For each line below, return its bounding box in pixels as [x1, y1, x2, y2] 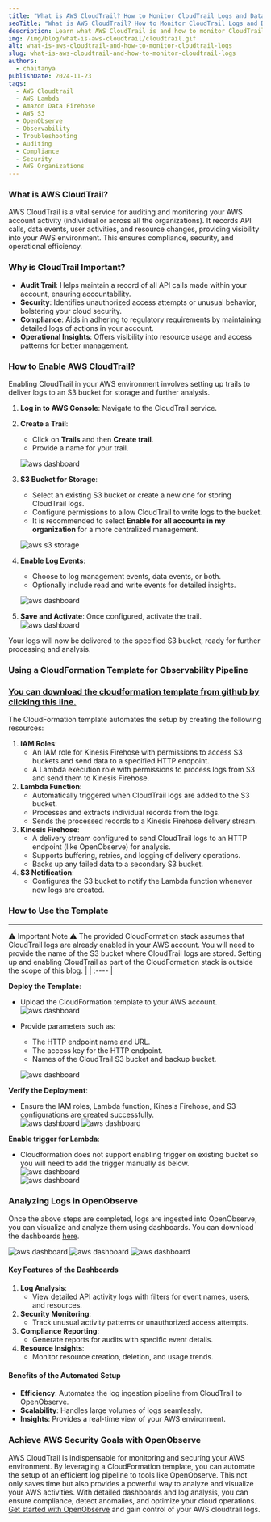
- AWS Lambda [15, 95, 60, 103]
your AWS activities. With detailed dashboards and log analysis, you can [8, 1487, 248, 1497]
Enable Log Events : [19, 556, 86, 566]
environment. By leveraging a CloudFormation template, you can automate [8, 1461, 256, 1471]
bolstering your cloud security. [19, 306, 123, 315]
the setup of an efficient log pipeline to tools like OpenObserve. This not [8, 1469, 248, 1480]
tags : [8, 79, 27, 87]
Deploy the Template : [8, 981, 82, 991]
